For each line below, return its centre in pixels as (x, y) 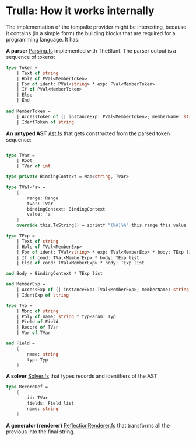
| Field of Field (38, 322)
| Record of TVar (38, 328)
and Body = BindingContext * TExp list (55, 274)
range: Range (43, 198)
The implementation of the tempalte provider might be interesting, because (96, 27)
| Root (24, 161)
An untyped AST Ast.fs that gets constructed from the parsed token (88, 133)
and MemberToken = (28, 111)
